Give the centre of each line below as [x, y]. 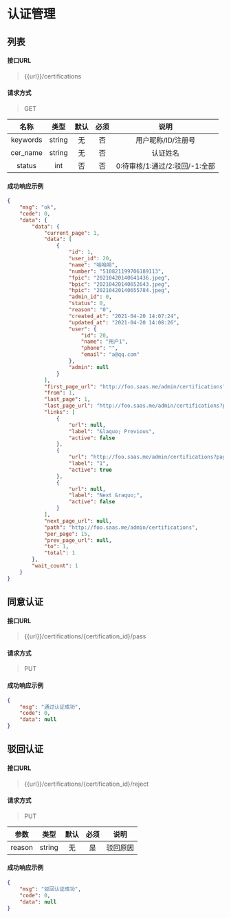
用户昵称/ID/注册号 [165, 140]
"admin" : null [89, 367]
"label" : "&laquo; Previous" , [112, 431]
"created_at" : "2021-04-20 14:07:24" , [124, 316]
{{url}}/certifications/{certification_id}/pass [85, 636]
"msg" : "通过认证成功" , [50, 707]
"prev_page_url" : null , [78, 540]
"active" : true [90, 470]
